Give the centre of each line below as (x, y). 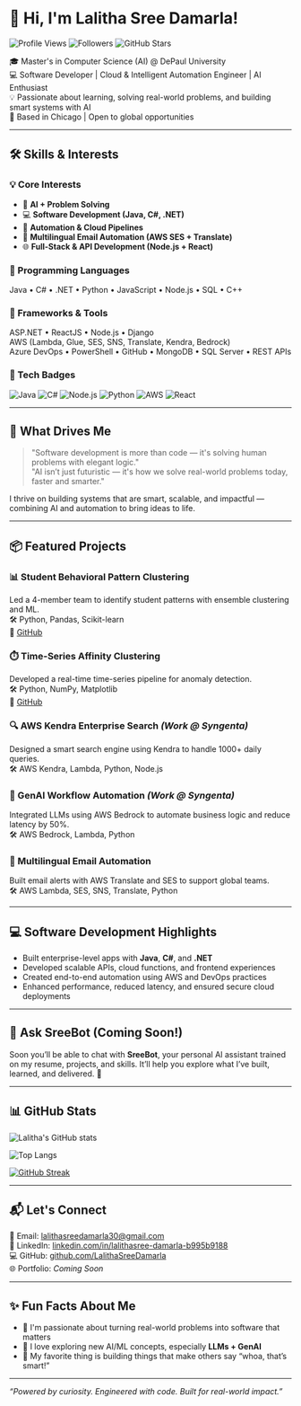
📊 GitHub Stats (53, 1112)
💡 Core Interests (45, 185)
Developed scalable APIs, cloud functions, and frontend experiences (149, 968)
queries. (25, 758)
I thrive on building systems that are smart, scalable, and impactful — (137, 499)
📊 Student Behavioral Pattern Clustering (99, 577)
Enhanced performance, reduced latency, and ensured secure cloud (148, 986)
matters (36, 1337)
